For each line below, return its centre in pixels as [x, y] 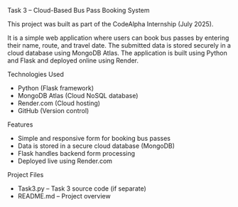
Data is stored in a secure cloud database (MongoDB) [96, 146]
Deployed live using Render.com [65, 161]
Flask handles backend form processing [76, 153]
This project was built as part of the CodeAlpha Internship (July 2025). [110, 24]
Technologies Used [36, 74]
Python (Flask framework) [56, 88]
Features [20, 124]
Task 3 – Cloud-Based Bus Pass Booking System [79, 10]
